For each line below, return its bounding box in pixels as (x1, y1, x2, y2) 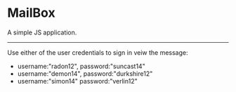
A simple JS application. (7, 28, 77, 37)
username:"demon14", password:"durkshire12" (17, 69, 153, 78)
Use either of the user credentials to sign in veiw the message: (7, 48, 188, 57)
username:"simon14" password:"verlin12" (17, 77, 138, 85)
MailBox (7, 5, 55, 21)
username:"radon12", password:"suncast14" (17, 62, 145, 70)
